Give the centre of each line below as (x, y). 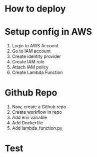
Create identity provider (36, 56)
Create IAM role (28, 62)
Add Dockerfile (27, 123)
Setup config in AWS (48, 32)
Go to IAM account (31, 51)
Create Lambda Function (37, 72)
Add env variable (29, 117)
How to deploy (35, 9)
